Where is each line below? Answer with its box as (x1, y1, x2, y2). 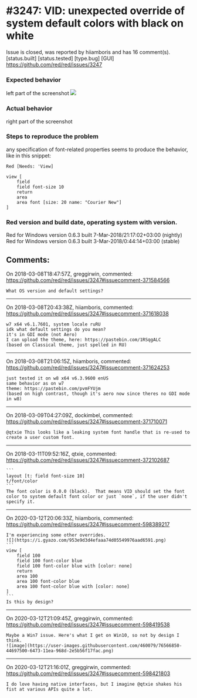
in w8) (6, 395, 22, 402)
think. (6, 637, 22, 643)
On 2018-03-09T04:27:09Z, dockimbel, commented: (6, 411, 134, 418)
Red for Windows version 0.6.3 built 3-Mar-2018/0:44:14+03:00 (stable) (6, 238, 180, 245)
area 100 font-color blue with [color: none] (16, 583, 130, 589)
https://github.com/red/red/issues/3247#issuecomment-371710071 (6, 418, 168, 425)
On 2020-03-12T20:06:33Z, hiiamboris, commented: (6, 514, 134, 521)
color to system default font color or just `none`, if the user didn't (6, 494, 188, 499)
